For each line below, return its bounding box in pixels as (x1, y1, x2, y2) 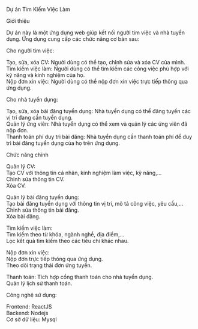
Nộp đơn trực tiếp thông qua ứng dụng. (6, 256, 103, 262)
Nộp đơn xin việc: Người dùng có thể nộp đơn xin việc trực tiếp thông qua (6, 78, 188, 85)
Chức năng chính (6, 151, 49, 158)
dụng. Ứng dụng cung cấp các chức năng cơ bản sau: (6, 35, 140, 42)
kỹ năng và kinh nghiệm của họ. (6, 72, 85, 78)
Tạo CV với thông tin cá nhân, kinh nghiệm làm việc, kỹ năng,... (6, 169, 162, 176)
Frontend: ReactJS (6, 303, 52, 310)
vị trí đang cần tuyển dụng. (6, 114, 73, 121)
